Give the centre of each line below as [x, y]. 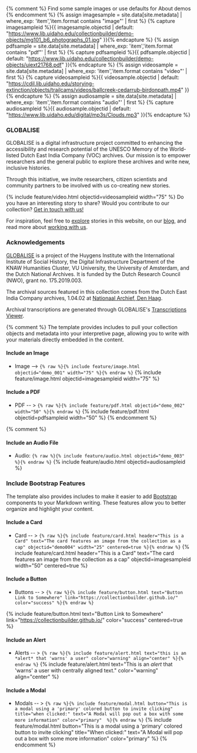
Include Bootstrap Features [46, 483]
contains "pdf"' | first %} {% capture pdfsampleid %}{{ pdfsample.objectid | [98, 52]
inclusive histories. [29, 168]
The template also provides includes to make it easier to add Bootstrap [92, 496]
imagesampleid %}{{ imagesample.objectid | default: [70, 27]
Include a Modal [26, 690]
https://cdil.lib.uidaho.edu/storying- [51, 84]
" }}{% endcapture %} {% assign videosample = [120, 65]
